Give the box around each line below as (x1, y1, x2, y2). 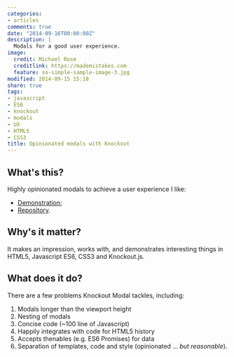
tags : (7, 88, 23, 95)
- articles (7, 17, 39, 24)
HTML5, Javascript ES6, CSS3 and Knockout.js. (7, 252, 145, 260)
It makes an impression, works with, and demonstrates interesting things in (7, 244, 223, 253)
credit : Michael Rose (13, 56, 77, 63)
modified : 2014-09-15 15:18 (7, 75, 90, 83)
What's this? (7, 166, 64, 178)
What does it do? (7, 272, 83, 284)
